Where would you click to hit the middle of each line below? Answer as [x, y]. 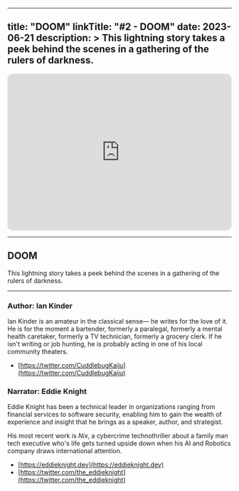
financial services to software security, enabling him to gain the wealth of [115, 415]
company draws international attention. [65, 451]
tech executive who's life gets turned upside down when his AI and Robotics [119, 443]
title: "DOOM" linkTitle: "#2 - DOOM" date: [104, 27]
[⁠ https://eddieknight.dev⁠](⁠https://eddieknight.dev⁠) [91, 465]
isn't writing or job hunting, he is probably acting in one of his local [105, 343]
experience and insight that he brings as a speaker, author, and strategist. [115, 422]
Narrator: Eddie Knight [47, 391]
